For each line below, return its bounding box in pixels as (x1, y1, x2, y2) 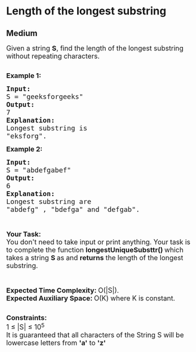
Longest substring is (6, 124, 88, 133)
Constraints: (6, 314, 47, 322)
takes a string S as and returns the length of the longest (6, 254, 183, 262)
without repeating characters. (6, 52, 100, 61)
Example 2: (6, 145, 43, 154)
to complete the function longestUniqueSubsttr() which (6, 246, 184, 254)
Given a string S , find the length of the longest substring (6, 44, 184, 52)
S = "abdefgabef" (6, 166, 72, 175)
